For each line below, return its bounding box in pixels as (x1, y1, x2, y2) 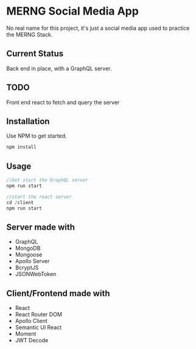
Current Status (6, 49, 64, 59)
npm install (6, 144, 37, 150)
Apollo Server (15, 258, 50, 265)
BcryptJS (15, 264, 39, 272)
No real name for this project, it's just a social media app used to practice (6, 24, 190, 32)
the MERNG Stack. (6, 30, 53, 38)
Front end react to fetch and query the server (6, 99, 120, 106)
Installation (6, 116, 50, 126)
